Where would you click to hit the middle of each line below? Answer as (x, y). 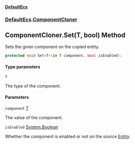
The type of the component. (33, 86)
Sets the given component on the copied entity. (52, 47)
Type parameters (23, 67)
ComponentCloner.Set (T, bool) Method (65, 35)
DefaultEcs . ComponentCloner (41, 19)
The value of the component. (34, 117)
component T (17, 108)
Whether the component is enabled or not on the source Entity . (68, 136)
